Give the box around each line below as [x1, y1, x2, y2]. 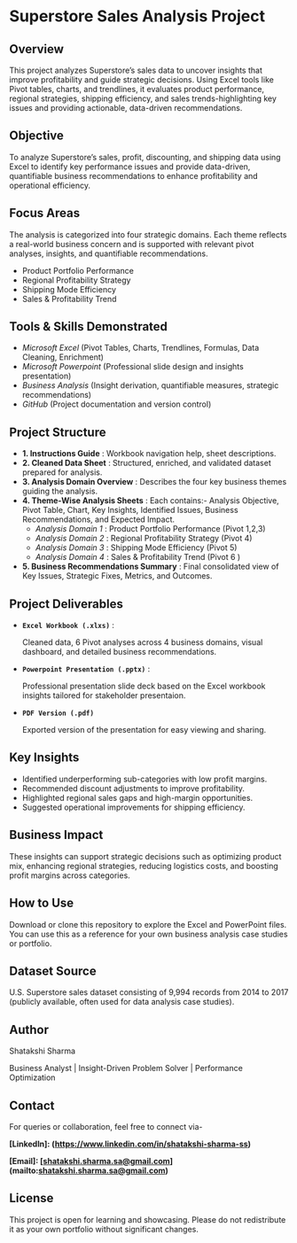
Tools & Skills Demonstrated [9, 319, 168, 334]
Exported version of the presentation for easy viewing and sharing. [21, 725, 267, 735]
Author [9, 1022, 49, 1037]
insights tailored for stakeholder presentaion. [21, 690, 186, 701]
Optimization [9, 1072, 56, 1083]
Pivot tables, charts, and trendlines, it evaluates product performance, [9, 84, 264, 94]
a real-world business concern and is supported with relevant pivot [9, 238, 254, 249]
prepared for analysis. [21, 467, 103, 478]
